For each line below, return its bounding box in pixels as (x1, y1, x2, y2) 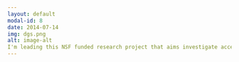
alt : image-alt (7, 37, 53, 44)
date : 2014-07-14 (7, 24, 59, 31)
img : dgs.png (7, 30, 46, 38)
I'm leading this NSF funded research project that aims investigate (7, 43, 218, 51)
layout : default (7, 10, 55, 18)
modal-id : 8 (7, 17, 43, 24)
